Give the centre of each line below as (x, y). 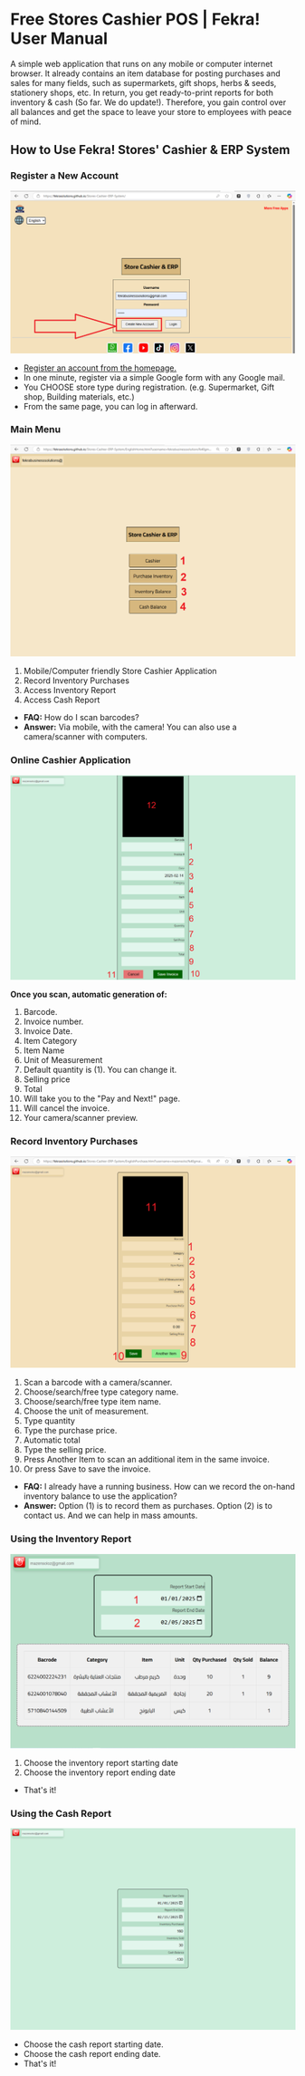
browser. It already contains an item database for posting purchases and (146, 73)
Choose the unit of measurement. (86, 1411)
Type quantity (49, 1421)
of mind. (26, 121)
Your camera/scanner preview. (81, 1118)
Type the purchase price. (70, 1431)
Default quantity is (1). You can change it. (100, 1070)
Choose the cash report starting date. (93, 2044)
